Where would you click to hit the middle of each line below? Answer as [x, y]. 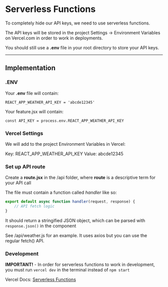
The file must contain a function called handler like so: [61, 193]
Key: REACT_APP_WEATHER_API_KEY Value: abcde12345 [64, 154]
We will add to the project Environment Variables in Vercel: [65, 144]
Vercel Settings [24, 133]
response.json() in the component [41, 226]
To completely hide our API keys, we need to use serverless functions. [78, 23]
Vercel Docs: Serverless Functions [41, 280]
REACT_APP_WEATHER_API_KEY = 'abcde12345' [50, 102]
